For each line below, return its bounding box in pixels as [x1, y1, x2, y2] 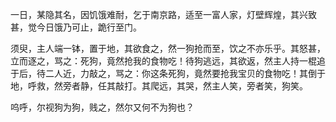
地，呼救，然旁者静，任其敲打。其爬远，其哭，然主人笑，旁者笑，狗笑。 [10, 80, 308, 92]
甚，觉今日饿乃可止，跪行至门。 [10, 21, 142, 33]
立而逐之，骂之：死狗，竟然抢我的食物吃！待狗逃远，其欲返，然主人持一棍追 [10, 55, 326, 67]
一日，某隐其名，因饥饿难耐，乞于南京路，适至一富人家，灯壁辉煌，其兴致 [10, 9, 317, 20]
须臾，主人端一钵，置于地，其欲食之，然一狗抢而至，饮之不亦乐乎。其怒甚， [10, 43, 326, 54]
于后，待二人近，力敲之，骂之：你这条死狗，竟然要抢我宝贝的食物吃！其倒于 [10, 68, 326, 79]
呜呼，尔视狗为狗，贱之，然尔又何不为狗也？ [10, 101, 195, 113]
